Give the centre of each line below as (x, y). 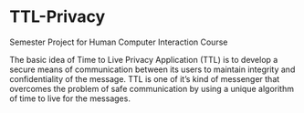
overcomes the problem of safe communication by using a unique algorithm (152, 88)
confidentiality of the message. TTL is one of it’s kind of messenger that (145, 78)
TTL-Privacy (58, 17)
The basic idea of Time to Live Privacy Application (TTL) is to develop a (144, 59)
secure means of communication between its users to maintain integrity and (152, 69)
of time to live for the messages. (70, 98)
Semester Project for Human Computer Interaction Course (119, 42)
